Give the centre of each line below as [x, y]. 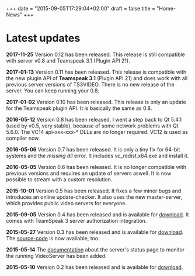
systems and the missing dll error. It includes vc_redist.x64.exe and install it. [97, 156]
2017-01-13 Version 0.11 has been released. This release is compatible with [96, 72]
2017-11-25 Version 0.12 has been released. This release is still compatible [95, 54]
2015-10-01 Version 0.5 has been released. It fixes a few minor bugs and [94, 191]
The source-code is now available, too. [53, 238]
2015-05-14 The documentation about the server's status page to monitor [95, 249]
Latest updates [43, 38]
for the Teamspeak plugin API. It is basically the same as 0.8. [79, 108]
